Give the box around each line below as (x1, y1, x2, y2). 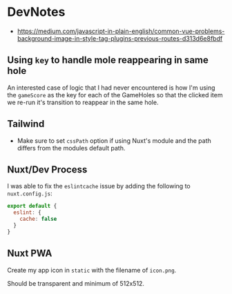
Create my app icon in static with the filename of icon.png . (7, 266, 177, 274)
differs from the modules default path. (17, 144, 126, 152)
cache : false (19, 215, 57, 223)
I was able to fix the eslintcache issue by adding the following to (7, 182, 191, 190)
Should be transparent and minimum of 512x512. (7, 279, 145, 287)
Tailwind (7, 118, 45, 130)
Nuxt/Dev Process (7, 164, 88, 175)
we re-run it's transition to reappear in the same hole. (7, 98, 159, 106)
